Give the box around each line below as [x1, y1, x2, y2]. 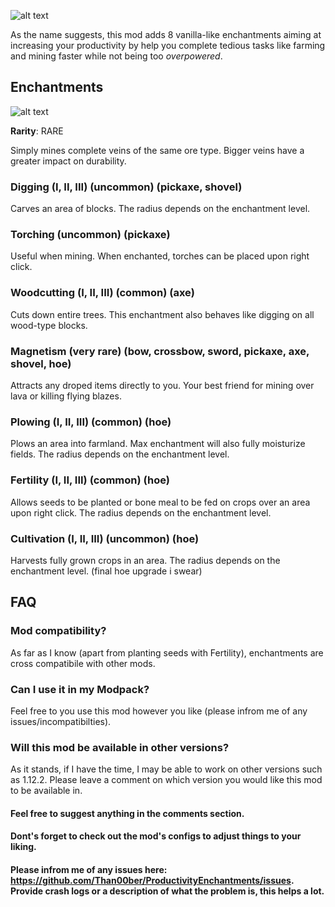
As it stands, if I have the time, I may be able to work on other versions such [10, 763, 323, 775]
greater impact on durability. [10, 155, 127, 167]
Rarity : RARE [10, 125, 64, 137]
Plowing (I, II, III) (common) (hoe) [10, 415, 172, 429]
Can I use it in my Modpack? [10, 682, 150, 696]
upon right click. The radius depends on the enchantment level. [10, 506, 272, 519]
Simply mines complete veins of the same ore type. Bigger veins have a [10, 144, 305, 156]
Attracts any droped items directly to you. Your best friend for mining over [10, 380, 315, 391]
